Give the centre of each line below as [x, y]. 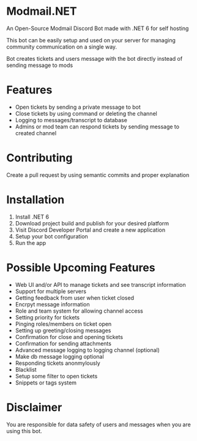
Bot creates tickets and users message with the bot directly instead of [95, 58]
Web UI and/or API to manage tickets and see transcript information [100, 284]
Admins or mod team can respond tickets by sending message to [97, 127]
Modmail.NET [42, 11]
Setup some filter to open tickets [56, 376]
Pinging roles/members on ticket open [63, 324]
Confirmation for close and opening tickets [69, 337]
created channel [36, 133]
